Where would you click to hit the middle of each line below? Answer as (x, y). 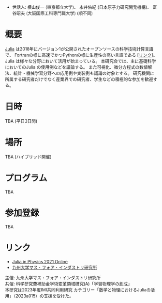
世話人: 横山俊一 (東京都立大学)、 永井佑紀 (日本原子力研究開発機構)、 (82, 7)
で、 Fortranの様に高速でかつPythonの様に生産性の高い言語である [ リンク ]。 (81, 55)
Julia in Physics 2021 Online (40, 261)
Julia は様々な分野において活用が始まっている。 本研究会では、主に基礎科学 (81, 61)
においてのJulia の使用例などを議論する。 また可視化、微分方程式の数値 (77, 67)
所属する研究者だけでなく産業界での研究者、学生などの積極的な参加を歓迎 (79, 79)
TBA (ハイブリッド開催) (28, 157)
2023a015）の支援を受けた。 (44, 296)
